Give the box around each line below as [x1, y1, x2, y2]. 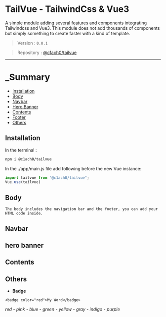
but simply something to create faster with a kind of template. [5, 30, 130, 36]
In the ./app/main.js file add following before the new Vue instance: [5, 165, 142, 171]
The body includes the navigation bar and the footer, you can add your [5, 207, 158, 211]
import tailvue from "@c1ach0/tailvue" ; [5, 175, 90, 180]
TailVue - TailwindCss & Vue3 [5, 3, 129, 15]
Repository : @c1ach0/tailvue [17, 50, 77, 55]
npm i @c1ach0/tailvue [5, 157, 52, 161]
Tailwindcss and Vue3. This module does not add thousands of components [5, 25, 160, 31]
